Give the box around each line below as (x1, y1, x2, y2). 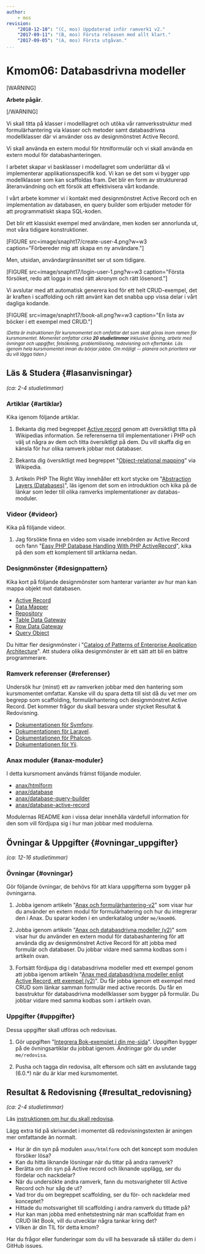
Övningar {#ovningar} (6, 869, 73, 877)
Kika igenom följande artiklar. (6, 413, 80, 421)
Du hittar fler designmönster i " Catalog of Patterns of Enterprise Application (6, 641, 197, 648)
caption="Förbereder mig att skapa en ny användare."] (6, 244, 144, 251)
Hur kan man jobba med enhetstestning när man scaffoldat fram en (15, 1210, 185, 1218)
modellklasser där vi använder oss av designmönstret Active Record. (6, 132, 179, 140)
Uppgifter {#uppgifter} (6, 1012, 75, 1021)
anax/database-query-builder (15, 795, 90, 802)
